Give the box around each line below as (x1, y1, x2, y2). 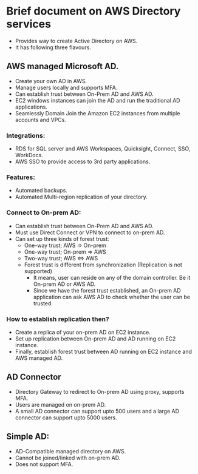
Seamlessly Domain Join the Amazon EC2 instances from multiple (15, 109, 180, 117)
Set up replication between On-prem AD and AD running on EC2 (15, 335, 176, 342)
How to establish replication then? (6, 314, 109, 323)
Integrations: (6, 131, 46, 140)
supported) (24, 267, 53, 274)
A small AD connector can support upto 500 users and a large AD (15, 407, 180, 415)
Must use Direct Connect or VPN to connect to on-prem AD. (15, 229, 165, 236)
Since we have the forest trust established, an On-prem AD (33, 286, 181, 294)
